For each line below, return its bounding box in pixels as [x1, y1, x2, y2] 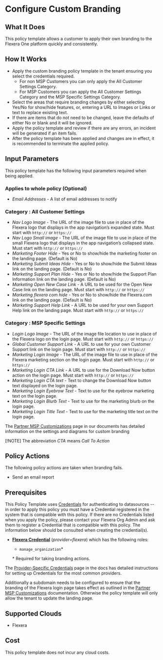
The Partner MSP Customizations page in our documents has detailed [5, 423, 145, 429]
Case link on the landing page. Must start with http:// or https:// [12, 287, 145, 293]
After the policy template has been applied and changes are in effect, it [12, 135, 155, 141]
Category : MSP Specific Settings [5, 320, 86, 326]
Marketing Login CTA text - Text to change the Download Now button [12, 377, 151, 383]
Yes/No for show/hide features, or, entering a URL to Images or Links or [12, 104, 156, 110]
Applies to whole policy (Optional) [5, 185, 87, 192]
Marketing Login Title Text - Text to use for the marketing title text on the [12, 408, 158, 414]
